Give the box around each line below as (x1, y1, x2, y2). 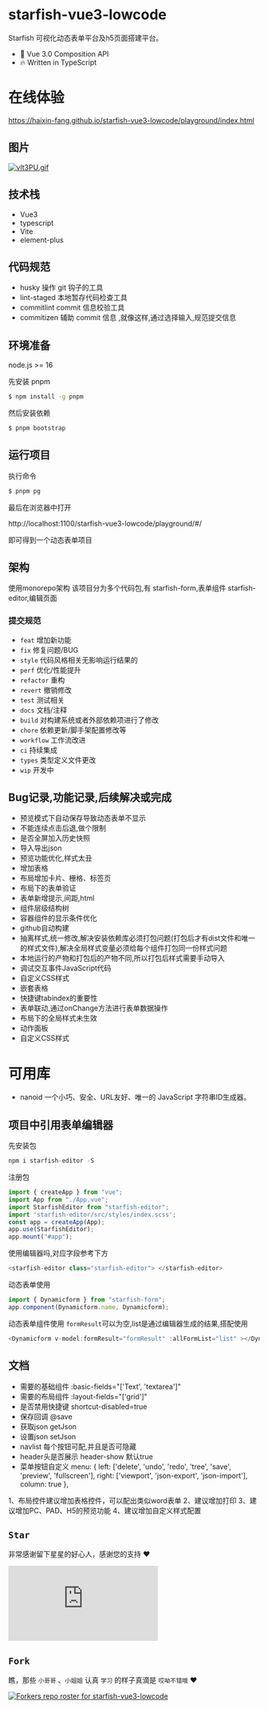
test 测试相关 (19, 694, 65, 705)
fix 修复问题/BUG (19, 645, 79, 654)
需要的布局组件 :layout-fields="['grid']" (19, 1391, 148, 1401)
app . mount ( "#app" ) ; (8, 1233, 73, 1241)
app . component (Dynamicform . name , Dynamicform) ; (8, 1303, 170, 1311)
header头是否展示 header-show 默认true (19, 1451, 154, 1461)
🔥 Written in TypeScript (19, 58, 97, 67)
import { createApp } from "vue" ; (8, 1188, 124, 1197)
